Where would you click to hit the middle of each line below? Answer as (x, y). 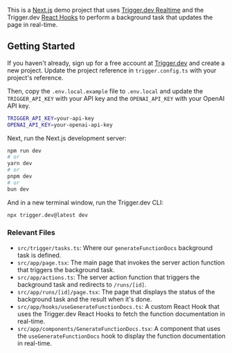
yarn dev (20, 164)
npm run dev (24, 151)
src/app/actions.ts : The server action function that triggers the (108, 277)
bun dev (18, 189)
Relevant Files (31, 233)
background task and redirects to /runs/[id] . (82, 284)
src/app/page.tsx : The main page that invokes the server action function (121, 263)
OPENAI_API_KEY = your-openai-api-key (60, 125)
